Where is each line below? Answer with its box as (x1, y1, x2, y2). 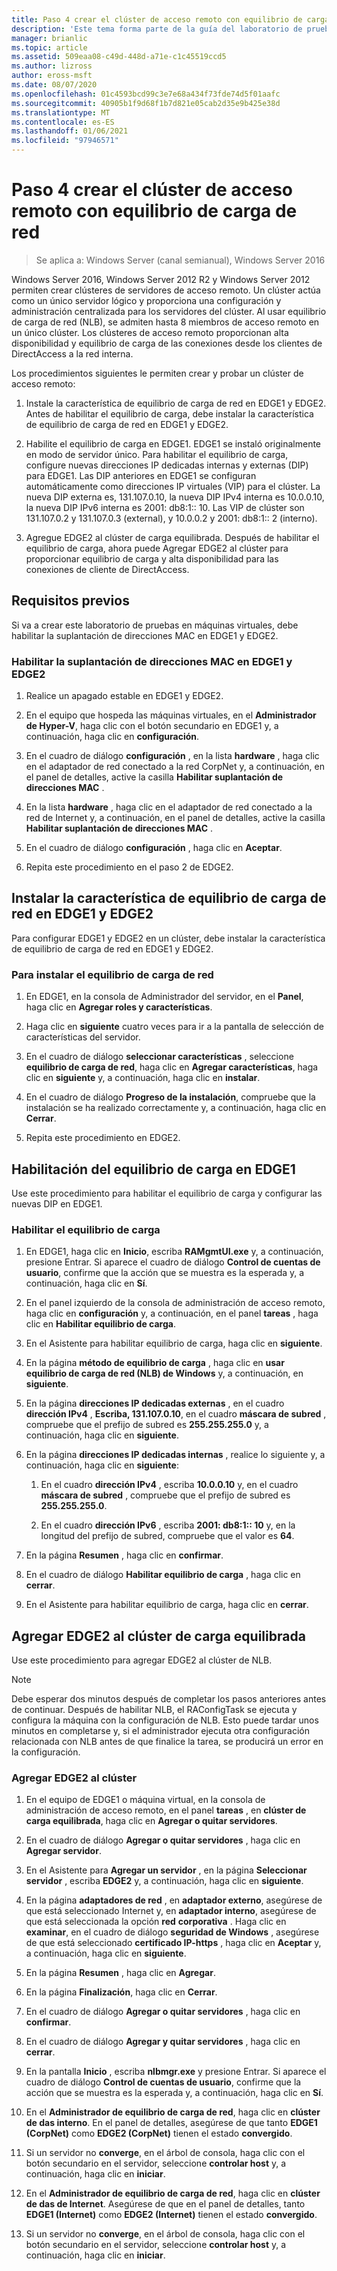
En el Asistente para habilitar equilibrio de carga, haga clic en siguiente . (25, 1337, 323, 1350)
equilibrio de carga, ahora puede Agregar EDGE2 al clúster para (25, 542, 289, 554)
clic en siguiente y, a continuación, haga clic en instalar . (25, 1072, 261, 1084)
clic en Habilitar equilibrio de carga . (25, 1318, 176, 1330)
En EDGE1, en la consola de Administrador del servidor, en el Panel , (25, 991, 304, 1003)
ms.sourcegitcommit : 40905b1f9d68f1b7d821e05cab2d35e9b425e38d (11, 98, 281, 108)
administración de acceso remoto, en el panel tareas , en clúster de (25, 1804, 307, 1816)
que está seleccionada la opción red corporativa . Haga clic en (25, 1916, 287, 1928)
